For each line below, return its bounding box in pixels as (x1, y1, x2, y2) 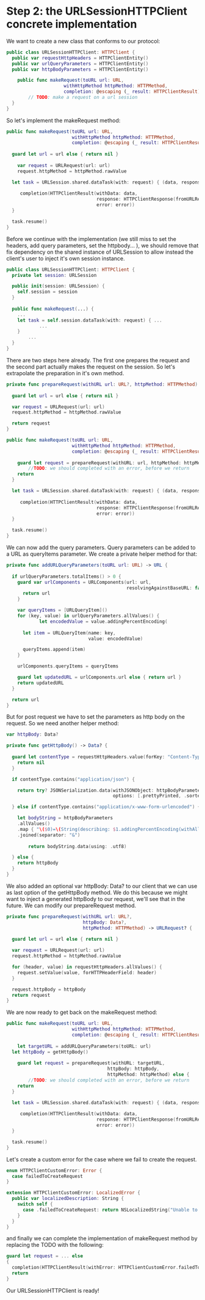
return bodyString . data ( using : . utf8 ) (28, 843, 127, 849)
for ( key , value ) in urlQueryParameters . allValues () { (17, 613, 160, 619)
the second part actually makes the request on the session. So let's (6, 363, 176, 370)
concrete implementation (6, 17, 137, 31)
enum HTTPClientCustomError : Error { (6, 1167, 103, 1174)
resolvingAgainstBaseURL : (126, 584, 192, 591)
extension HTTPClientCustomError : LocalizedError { (6, 1190, 140, 1196)
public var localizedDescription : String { (12, 1196, 124, 1202)
